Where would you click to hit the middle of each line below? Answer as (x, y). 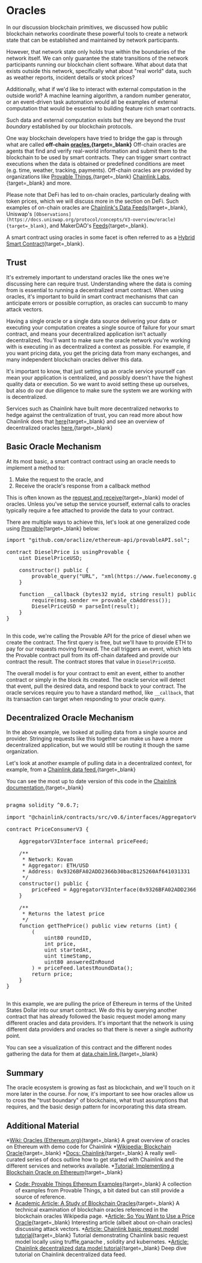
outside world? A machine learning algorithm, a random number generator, (99, 95)
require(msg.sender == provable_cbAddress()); (101, 600)
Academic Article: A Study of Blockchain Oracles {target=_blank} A (97, 1203)
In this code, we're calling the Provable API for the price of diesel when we (98, 636)
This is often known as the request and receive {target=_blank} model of (95, 497)
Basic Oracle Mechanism (54, 447)
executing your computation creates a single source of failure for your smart (101, 327)
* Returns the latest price (63, 914)
